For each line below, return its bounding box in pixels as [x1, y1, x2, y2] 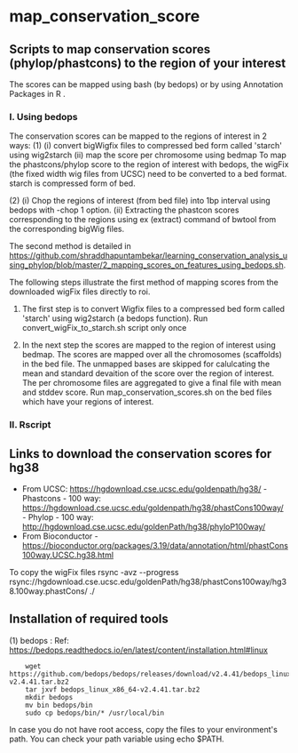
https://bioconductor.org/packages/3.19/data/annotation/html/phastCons [21, 541, 288, 551]
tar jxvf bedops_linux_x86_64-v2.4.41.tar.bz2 [25, 685, 200, 694]
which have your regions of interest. [21, 397, 154, 407]
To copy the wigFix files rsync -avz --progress [9, 567, 179, 578]
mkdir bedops [25, 693, 74, 701]
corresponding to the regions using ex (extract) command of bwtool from [9, 214, 277, 225]
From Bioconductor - [21, 531, 99, 541]
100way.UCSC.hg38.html [21, 549, 114, 561]
